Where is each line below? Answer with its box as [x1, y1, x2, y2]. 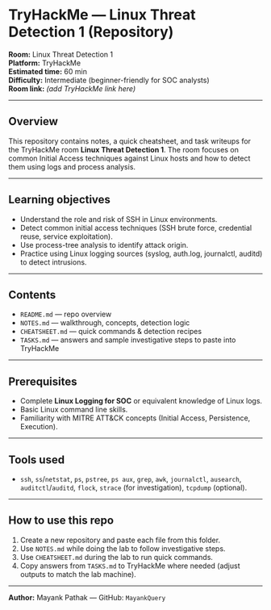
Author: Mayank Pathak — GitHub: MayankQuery [8, 592, 166, 602]
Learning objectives [8, 193, 111, 207]
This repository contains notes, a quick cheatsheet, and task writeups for [8, 136, 252, 146]
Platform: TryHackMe [8, 58, 81, 68]
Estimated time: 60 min [8, 66, 87, 76]
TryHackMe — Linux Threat [8, 6, 196, 24]
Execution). [19, 422, 58, 432]
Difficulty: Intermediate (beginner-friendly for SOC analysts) [8, 75, 210, 85]
